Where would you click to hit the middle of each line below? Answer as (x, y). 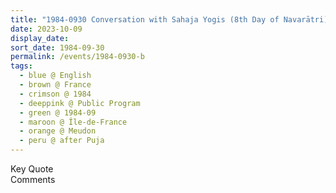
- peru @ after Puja (62, 141)
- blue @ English (55, 76)
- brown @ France (55, 85)
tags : (21, 66)
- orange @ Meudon (58, 131)
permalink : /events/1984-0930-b (77, 57)
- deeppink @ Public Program (80, 103)
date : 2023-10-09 (46, 29)
